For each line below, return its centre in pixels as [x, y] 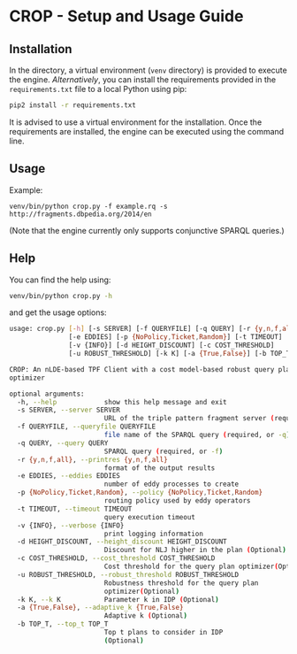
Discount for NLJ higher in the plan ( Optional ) [195, 550]
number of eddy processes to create [171, 484]
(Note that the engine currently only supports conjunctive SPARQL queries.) [147, 230]
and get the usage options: [58, 312]
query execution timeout [150, 517]
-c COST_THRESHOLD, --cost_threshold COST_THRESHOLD [116, 558]
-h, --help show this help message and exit [122, 402]
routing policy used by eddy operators [177, 501]
